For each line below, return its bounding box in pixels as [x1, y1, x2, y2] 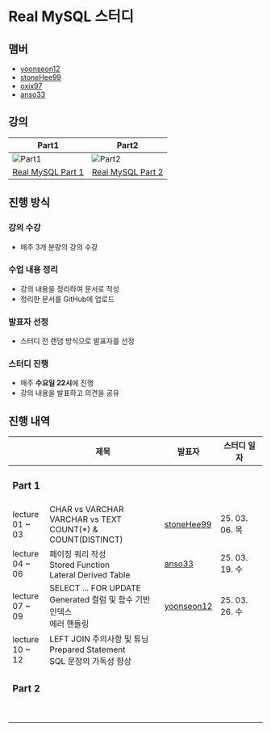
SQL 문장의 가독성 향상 [49, 656, 131, 667]
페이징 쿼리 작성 [49, 548, 106, 560]
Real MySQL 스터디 [8, 7, 135, 26]
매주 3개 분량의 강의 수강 [19, 242, 98, 251]
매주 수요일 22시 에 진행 [19, 378, 94, 388]
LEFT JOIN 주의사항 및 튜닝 [49, 633, 149, 645]
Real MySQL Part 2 [91, 166, 164, 178]
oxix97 [19, 82, 43, 90]
